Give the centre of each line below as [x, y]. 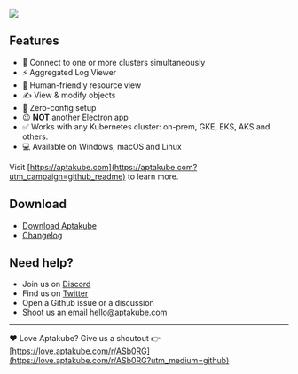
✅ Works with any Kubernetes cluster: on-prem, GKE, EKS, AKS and [146, 126]
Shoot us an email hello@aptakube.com [94, 312]
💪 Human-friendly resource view [82, 85]
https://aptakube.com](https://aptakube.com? [114, 167]
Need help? [41, 263]
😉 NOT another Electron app [75, 117]
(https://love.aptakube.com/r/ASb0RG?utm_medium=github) [119, 361]
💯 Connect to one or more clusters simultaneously [114, 62]
